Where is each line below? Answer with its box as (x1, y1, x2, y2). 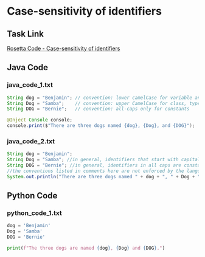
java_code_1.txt (7, 81, 54, 89)
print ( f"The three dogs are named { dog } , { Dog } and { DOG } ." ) (7, 245, 165, 252)
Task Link (7, 29, 44, 39)
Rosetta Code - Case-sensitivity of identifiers (7, 45, 120, 52)
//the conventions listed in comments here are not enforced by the (7, 168, 184, 174)
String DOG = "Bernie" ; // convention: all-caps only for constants (7, 106, 190, 112)
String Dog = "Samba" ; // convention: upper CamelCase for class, (7, 100, 187, 106)
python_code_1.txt (7, 209, 63, 217)
